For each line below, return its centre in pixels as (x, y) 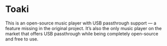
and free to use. (22, 39)
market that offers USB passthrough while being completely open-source (82, 33)
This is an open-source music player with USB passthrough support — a (81, 23)
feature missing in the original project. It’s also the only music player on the (83, 28)
